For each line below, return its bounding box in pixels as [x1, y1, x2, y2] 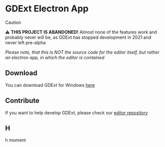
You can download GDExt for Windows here [5, 82, 95, 88]
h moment [5, 137, 26, 143]
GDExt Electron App [5, 3, 88, 14]
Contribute [5, 96, 40, 105]
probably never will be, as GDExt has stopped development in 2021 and [5, 34, 152, 40]
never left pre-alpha [5, 39, 46, 45]
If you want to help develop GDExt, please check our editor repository [5, 110, 148, 116]
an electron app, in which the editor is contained [5, 54, 105, 60]
